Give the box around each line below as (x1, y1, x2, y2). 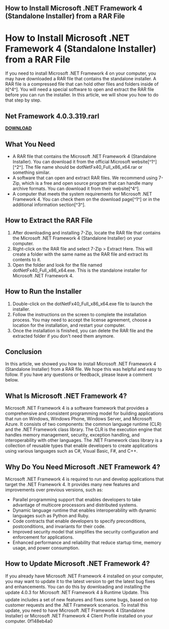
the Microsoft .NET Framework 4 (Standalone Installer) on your (12, 235, 143, 241)
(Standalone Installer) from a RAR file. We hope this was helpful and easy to (5, 366, 162, 372)
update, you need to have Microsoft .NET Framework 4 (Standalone (5, 607, 145, 613)
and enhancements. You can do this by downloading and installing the (5, 584, 151, 590)
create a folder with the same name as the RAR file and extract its (12, 251, 148, 257)
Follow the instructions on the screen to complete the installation (12, 311, 147, 317)
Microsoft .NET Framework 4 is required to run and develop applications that (5, 476, 164, 482)
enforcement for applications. (12, 534, 74, 540)
